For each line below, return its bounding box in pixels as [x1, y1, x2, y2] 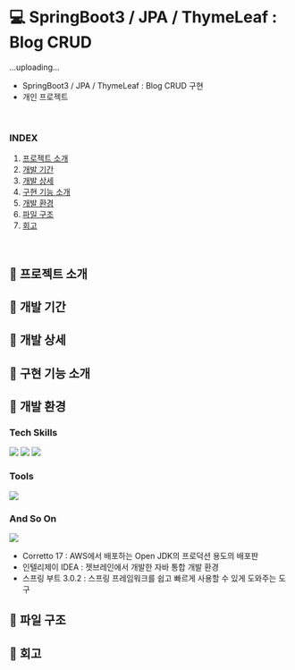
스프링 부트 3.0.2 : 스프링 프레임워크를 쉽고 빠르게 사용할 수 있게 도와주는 [21, 573, 277, 584]
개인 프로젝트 [21, 91, 69, 102]
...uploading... [9, 62, 60, 72]
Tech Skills [9, 427, 58, 439]
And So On [9, 512, 56, 524]
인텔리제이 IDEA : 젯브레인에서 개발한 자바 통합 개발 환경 [21, 562, 219, 572]
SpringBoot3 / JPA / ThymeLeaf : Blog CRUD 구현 [21, 80, 204, 90]
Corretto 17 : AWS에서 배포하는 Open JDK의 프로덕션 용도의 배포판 [21, 551, 259, 562]
